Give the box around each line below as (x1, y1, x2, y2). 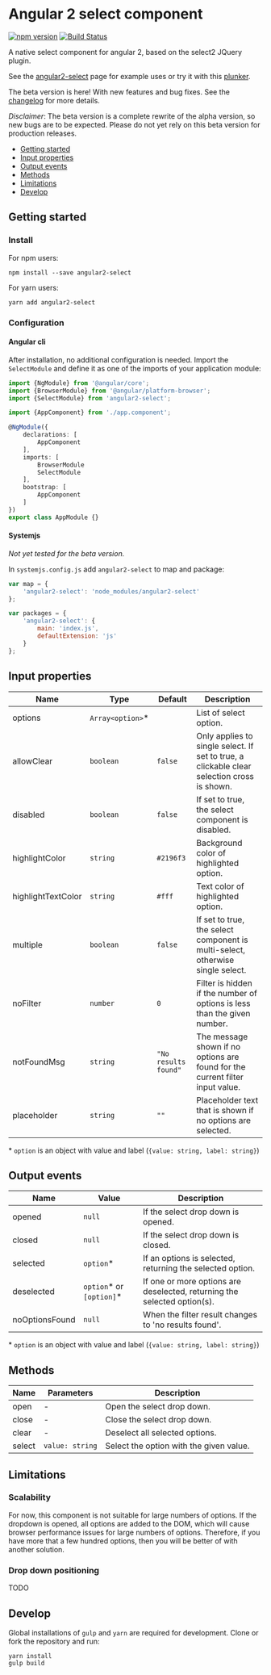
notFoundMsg (12, 1056, 66, 1067)
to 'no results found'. (142, 1319, 222, 1330)
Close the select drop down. (105, 1414, 212, 1426)
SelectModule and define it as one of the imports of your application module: (8, 363, 261, 373)
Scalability (8, 1492, 51, 1503)
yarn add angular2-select (8, 298, 95, 307)
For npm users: (8, 253, 59, 262)
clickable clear (196, 760, 252, 772)
